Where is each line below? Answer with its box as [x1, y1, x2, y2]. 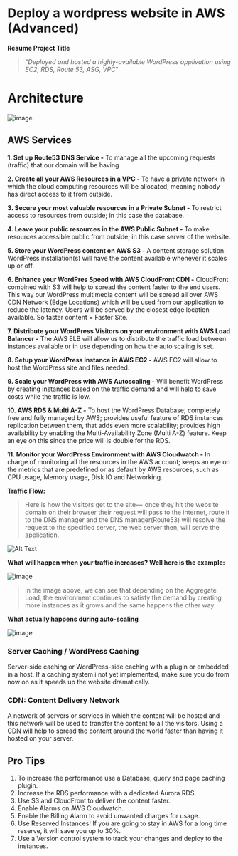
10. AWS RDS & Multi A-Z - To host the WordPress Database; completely [7, 406, 220, 414]
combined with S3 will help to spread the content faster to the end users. [7, 283, 221, 291]
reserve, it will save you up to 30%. [17, 827, 121, 835]
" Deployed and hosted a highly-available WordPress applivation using [24, 57, 231, 66]
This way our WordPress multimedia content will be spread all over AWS [7, 290, 219, 298]
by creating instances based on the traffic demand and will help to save [7, 385, 217, 393]
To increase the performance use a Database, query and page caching [17, 774, 225, 783]
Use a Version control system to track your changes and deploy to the [17, 835, 222, 843]
